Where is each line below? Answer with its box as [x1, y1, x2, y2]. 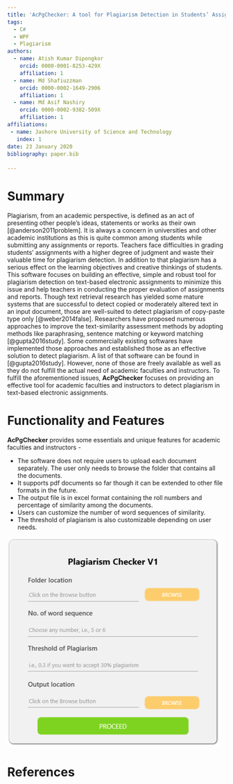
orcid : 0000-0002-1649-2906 [19, 84, 101, 92]
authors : [7, 48, 33, 55]
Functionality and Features [7, 413, 165, 428]
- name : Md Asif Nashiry [13, 99, 85, 106]
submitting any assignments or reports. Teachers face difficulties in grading [7, 241, 224, 249]
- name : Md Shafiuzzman [13, 77, 82, 84]
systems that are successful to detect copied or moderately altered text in [7, 300, 218, 308]
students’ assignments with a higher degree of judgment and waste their [7, 249, 215, 257]
